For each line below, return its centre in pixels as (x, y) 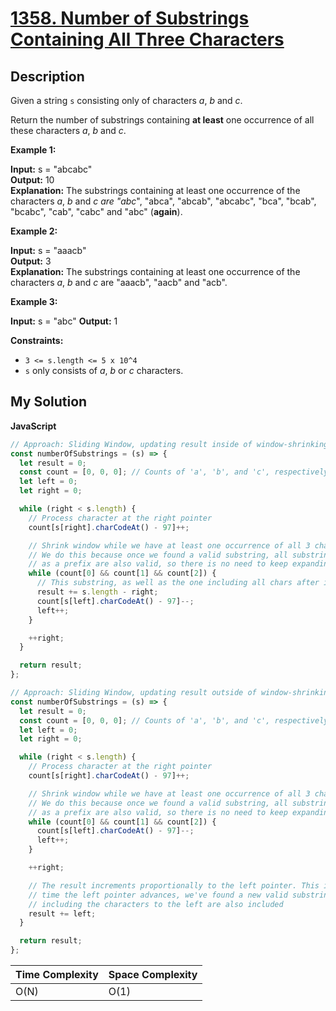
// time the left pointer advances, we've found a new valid (158, 895)
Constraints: (37, 340)
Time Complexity (57, 975)
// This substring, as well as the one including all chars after (178, 583)
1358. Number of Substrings (130, 18)
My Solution (49, 402)
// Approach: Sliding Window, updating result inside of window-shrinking (169, 444)
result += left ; (62, 913)
